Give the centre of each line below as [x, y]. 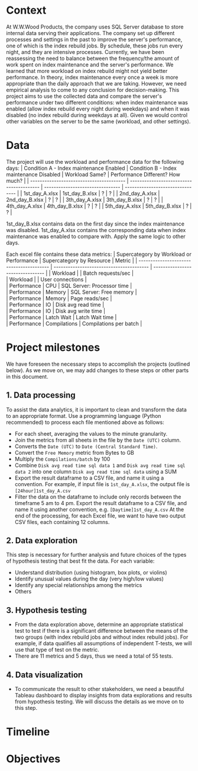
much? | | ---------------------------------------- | [67, 180]
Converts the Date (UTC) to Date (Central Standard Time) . [86, 446]
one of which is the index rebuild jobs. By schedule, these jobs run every [95, 46]
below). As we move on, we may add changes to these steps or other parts [98, 370]
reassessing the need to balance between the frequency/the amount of [92, 58]
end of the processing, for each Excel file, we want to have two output [100, 515]
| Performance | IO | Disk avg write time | [56, 311]
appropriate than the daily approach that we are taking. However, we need [97, 83]
